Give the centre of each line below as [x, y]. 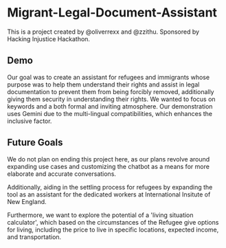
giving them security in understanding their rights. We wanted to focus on [111, 99]
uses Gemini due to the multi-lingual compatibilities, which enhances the [110, 113]
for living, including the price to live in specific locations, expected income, [113, 229]
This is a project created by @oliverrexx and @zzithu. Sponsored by [103, 32]
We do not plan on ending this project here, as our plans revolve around [109, 159]
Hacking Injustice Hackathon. [49, 38]
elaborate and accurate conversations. [62, 174]
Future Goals [35, 143]
